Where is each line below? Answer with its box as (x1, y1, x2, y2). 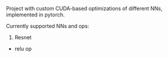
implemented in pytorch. (6, 11, 65, 18)
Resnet (14, 34, 32, 40)
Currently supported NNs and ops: (6, 23, 90, 29)
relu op (14, 45, 32, 52)
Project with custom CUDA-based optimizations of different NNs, (6, 5, 163, 12)
